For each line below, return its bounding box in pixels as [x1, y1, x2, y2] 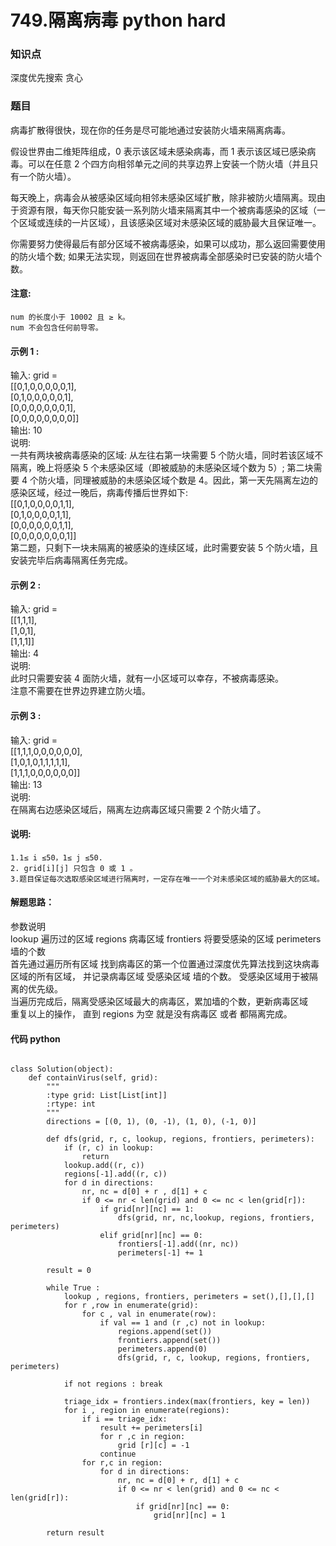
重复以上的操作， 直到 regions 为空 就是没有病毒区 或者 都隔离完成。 [10, 1008, 293, 1020]
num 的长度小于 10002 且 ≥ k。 [10, 312, 130, 322]
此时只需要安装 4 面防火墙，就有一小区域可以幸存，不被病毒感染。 [10, 672, 284, 685]
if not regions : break [63, 1379, 163, 1390]
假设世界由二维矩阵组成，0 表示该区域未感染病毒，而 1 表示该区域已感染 [10, 145, 308, 157]
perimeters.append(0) [117, 1344, 208, 1355]
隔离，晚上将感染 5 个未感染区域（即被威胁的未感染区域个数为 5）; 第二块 [10, 462, 314, 474]
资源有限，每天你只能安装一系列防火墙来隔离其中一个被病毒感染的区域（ [18, 204, 317, 216]
